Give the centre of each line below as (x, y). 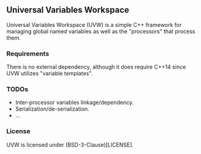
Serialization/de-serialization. (52, 109)
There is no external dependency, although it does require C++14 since (96, 67)
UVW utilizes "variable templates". (50, 73)
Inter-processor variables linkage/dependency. (74, 103)
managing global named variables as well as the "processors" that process (101, 31)
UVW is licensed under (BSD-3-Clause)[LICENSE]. (70, 145)
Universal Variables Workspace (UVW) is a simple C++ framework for (94, 24)
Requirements (28, 53)
